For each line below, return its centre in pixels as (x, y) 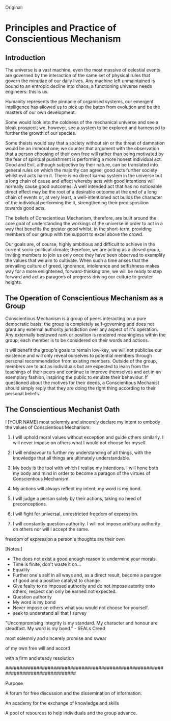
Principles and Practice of (61, 28)
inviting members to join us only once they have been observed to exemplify (85, 255)
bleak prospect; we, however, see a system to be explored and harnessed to (85, 128)
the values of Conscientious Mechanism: (48, 427)
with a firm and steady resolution (40, 658)
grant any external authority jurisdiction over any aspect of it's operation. (82, 329)
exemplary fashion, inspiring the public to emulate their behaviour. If (77, 377)
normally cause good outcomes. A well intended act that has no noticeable (83, 186)
